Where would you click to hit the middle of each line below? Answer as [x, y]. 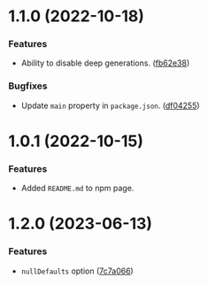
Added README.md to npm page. [77, 189]
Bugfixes [28, 86]
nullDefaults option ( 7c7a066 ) [77, 271]
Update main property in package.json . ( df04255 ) [110, 105]
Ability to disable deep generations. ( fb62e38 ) [105, 63]
